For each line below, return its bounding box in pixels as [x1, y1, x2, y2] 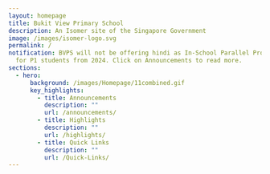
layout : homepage [8, 11, 67, 20]
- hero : [15, 71, 42, 79]
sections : [8, 64, 42, 72]
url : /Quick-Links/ [43, 153, 110, 161]
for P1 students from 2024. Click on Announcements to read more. [15, 57, 243, 65]
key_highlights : [29, 86, 84, 95]
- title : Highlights [37, 116, 106, 124]
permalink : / [8, 42, 52, 50]
